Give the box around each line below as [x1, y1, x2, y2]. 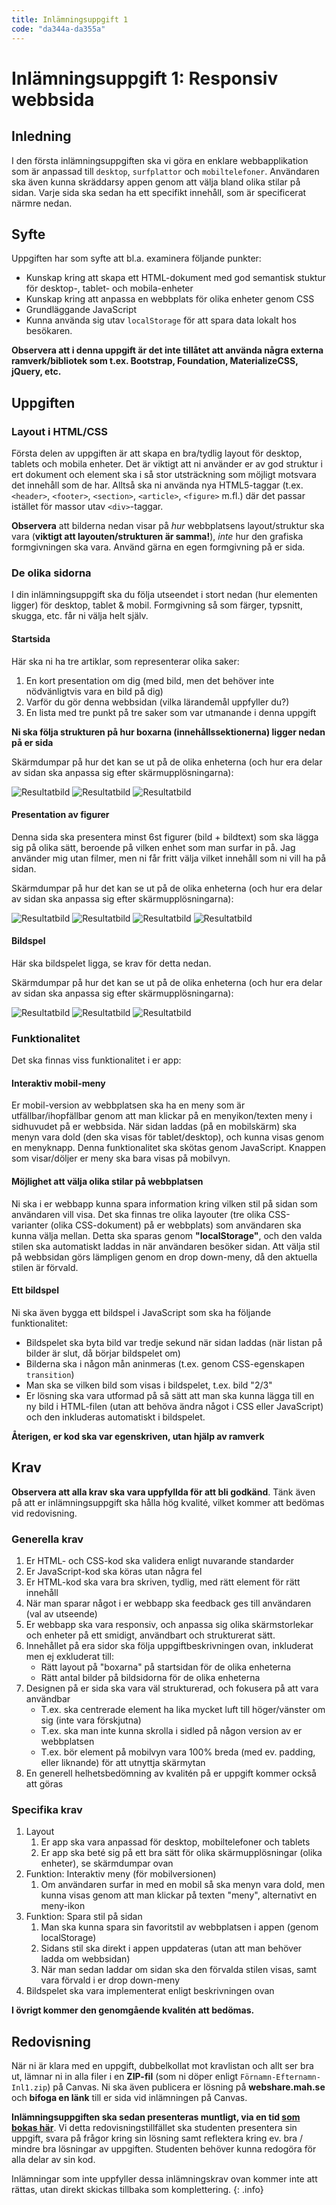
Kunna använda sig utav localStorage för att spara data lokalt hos [25, 314, 297, 326]
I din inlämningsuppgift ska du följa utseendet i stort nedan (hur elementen [11, 589, 318, 601]
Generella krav [11, 1532, 84, 1546]
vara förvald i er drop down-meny [40, 1974, 180, 1986]
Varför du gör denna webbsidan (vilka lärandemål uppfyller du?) [25, 696, 290, 708]
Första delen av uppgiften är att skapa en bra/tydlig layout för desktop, [11, 447, 303, 459]
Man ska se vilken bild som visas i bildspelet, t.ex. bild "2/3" [25, 1379, 273, 1391]
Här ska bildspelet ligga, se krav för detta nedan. [11, 957, 212, 969]
